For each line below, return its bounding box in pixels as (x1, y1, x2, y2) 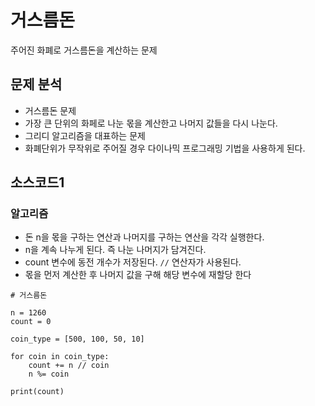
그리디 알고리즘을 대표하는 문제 (24, 129, 146, 141)
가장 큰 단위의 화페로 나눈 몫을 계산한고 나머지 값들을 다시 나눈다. (24, 117, 278, 129)
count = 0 (10, 317, 52, 327)
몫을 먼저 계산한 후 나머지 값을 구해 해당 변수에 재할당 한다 (24, 269, 252, 281)
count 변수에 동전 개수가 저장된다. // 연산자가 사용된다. (24, 256, 242, 268)
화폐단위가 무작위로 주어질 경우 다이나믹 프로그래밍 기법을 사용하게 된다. (24, 142, 306, 154)
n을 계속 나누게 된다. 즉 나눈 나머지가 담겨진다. (24, 244, 207, 256)
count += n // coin (28, 361, 110, 371)
